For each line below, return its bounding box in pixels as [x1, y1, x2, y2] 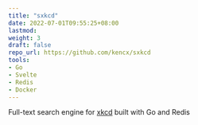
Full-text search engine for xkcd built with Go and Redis [8, 107, 191, 117]
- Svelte [8, 71, 37, 79]
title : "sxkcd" [8, 11, 59, 20]
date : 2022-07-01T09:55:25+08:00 [8, 19, 119, 27]
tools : [8, 57, 30, 64]
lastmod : [8, 26, 37, 34]
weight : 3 [8, 33, 41, 42]
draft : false [8, 41, 52, 49]
